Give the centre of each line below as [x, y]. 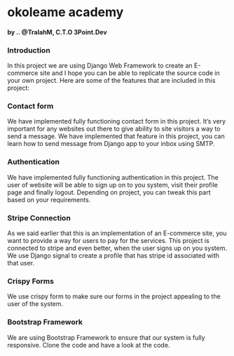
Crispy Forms [31, 281]
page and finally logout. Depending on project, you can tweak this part [109, 192]
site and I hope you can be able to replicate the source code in [130, 73]
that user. [21, 263]
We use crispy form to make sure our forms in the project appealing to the [114, 296]
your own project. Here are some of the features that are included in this [111, 81]
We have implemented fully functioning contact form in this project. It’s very [117, 121]
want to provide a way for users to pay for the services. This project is [109, 240]
